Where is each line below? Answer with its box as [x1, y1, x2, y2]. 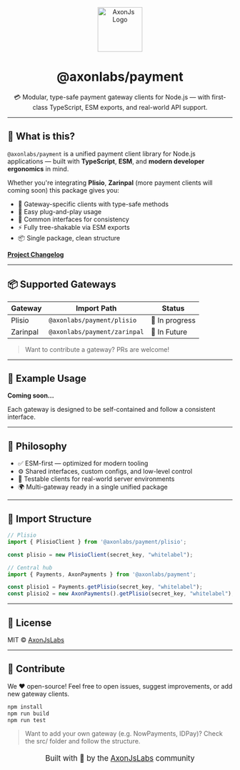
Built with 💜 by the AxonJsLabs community [45, 754, 195, 764]
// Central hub [7, 564, 53, 571]
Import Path [76, 303, 117, 313]
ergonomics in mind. [7, 164, 69, 173]
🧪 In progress [151, 315, 196, 325]
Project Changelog [7, 250, 64, 258]
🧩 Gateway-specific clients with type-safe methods [17, 200, 169, 208]
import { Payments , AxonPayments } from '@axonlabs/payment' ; [7, 571, 196, 578]
